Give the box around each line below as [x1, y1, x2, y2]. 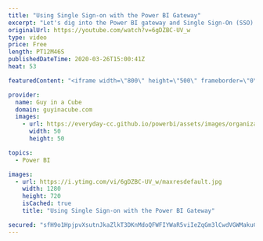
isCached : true [22, 199, 72, 208]
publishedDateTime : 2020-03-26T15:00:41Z [8, 56, 146, 64]
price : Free [8, 41, 47, 49]
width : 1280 [22, 185, 61, 193]
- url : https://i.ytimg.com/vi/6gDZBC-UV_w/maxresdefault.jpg [15, 177, 222, 185]
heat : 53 [8, 63, 37, 71]
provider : [8, 91, 41, 99]
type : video [8, 33, 47, 42]
